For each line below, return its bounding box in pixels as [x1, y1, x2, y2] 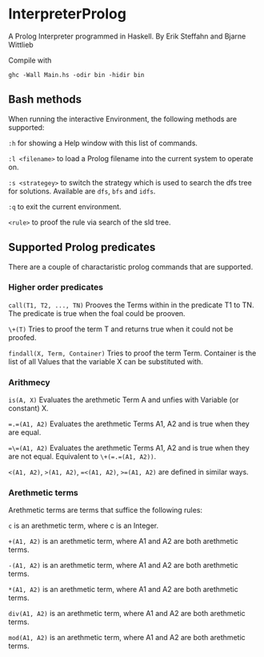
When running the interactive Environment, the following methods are [8, 114, 238, 124]
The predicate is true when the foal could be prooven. [8, 308, 186, 318]
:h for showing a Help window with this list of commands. [8, 138, 198, 148]
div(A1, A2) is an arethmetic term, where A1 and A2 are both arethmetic [8, 609, 246, 618]
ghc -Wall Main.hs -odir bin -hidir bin [8, 71, 146, 79]
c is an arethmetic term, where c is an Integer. [8, 521, 159, 530]
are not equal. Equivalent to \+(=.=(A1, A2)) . [8, 452, 157, 461]
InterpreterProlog [8, 5, 126, 23]
